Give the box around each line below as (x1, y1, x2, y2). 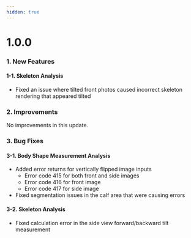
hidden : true (6, 9, 40, 15)
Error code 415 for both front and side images (24, 172, 140, 179)
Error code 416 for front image (24, 179, 101, 186)
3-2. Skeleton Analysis (6, 206, 66, 213)
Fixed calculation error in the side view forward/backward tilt (15, 219, 169, 226)
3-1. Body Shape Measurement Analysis (6, 152, 111, 159)
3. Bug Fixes (6, 137, 44, 146)
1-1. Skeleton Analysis (6, 72, 64, 80)
